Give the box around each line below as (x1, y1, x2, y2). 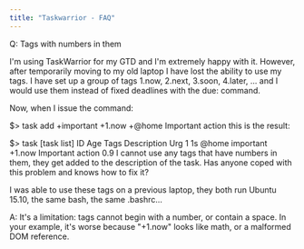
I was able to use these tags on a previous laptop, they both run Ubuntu (9, 184, 277, 195)
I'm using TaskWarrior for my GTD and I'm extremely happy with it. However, (9, 55, 296, 66)
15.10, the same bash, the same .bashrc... (9, 194, 163, 204)
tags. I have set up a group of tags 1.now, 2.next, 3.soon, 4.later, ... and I (9, 75, 279, 86)
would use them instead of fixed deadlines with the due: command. (9, 85, 261, 95)
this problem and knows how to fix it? (9, 166, 150, 177)
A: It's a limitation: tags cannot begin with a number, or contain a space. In (9, 211, 287, 223)
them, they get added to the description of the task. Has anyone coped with (9, 156, 292, 168)
